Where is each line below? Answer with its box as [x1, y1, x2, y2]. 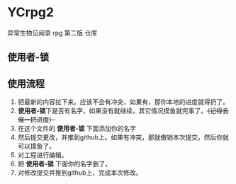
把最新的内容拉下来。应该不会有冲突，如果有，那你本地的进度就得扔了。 [17, 98, 229, 106]
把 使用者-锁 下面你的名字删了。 [17, 160, 112, 168]
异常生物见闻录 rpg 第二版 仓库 [7, 28, 98, 37]
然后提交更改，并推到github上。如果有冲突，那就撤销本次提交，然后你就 [17, 133, 229, 142]
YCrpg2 [7, 4, 55, 21]
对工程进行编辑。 [17, 151, 68, 159]
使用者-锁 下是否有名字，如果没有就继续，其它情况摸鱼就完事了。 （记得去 [17, 107, 229, 115]
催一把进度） [17, 115, 55, 124]
